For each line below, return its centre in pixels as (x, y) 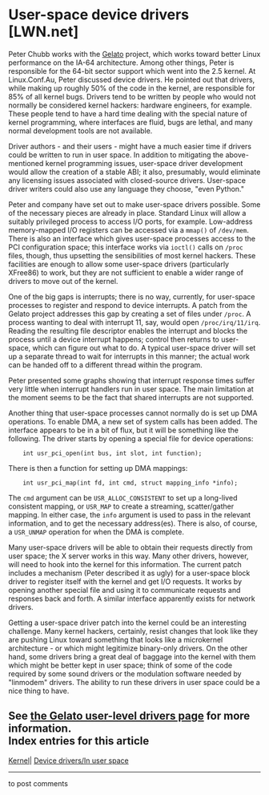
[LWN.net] (44, 32)
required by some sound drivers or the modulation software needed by (125, 673)
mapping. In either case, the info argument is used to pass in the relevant (129, 514)
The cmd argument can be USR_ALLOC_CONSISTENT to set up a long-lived (123, 497)
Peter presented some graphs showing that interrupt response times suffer (132, 380)
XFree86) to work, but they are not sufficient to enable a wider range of (126, 272)
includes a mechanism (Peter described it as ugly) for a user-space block (129, 573)
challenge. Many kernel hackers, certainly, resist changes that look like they (133, 631)
